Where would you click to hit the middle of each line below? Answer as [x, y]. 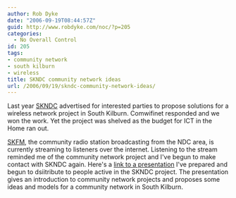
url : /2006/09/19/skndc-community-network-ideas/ [82, 86]
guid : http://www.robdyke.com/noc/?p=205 [69, 27]
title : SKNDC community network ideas [64, 79]
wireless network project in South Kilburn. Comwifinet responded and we [113, 113]
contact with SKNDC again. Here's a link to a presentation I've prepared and [117, 165]
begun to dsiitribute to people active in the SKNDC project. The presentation [118, 172]
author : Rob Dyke [33, 14]
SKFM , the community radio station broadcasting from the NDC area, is [111, 142]
